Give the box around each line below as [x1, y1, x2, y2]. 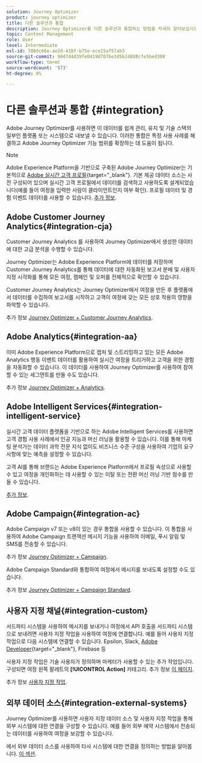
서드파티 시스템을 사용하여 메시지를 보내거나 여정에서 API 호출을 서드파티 [6, 623, 177, 630]
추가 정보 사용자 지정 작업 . [6, 678, 67, 686]
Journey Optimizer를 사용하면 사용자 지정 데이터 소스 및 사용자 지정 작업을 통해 [6, 715, 194, 722]
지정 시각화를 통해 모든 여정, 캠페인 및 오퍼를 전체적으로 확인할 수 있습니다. [6, 273, 181, 280]
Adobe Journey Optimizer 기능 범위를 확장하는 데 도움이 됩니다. [22, 140, 174, 147]
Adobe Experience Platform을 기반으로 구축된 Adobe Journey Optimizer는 [6, 164, 186, 171]
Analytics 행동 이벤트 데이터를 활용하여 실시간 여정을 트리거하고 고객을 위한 [6, 356, 183, 363]
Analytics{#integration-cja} [6, 221, 113, 232]
